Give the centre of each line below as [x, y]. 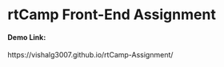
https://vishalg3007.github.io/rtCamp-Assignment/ [90, 55]
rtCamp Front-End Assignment [112, 15]
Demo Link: [27, 37]
